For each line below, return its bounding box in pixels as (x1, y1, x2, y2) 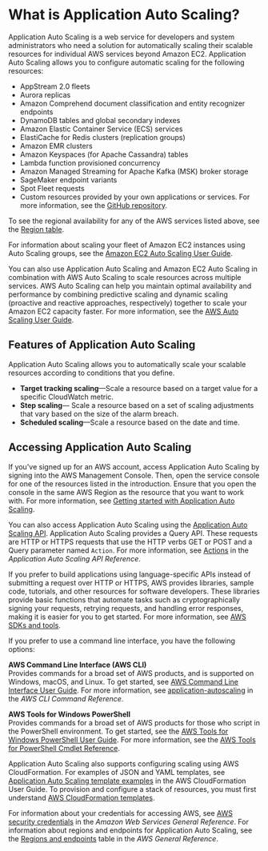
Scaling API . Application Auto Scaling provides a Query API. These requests (8, 528, 258, 537)
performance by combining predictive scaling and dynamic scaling (8, 290, 228, 299)
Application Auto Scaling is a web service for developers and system (8, 32, 235, 42)
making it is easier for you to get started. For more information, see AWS (8, 612, 246, 621)
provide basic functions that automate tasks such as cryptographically (8, 594, 240, 605)
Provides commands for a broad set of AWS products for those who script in (8, 717, 260, 727)
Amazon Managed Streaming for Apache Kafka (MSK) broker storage (19, 166, 249, 176)
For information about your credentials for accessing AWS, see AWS (8, 808, 234, 817)
